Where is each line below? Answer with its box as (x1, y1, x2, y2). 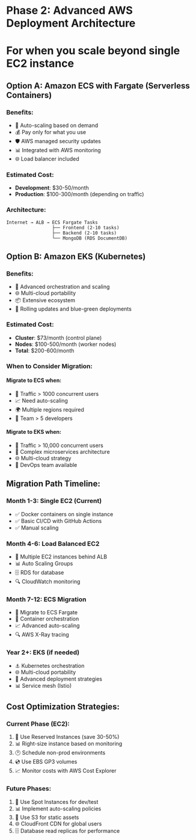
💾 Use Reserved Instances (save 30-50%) (14, 733, 120, 741)
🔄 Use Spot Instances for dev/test (14, 798, 99, 805)
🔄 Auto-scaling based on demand (14, 122, 99, 129)
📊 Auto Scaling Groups (14, 560, 73, 567)
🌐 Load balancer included (14, 155, 79, 162)
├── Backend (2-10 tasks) (52, 230, 117, 236)
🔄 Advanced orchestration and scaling (14, 283, 110, 291)
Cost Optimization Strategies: (6, 702, 120, 712)
